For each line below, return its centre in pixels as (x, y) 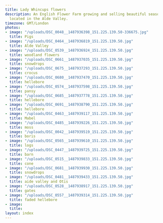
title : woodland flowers (34, 55)
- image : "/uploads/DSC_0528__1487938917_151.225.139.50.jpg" (69, 186)
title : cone (22, 164)
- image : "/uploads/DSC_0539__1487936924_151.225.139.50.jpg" (69, 50)
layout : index (19, 213)
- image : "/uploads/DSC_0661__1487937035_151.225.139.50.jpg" (69, 59)
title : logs (22, 146)
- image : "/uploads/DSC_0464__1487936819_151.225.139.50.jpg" (69, 41)
